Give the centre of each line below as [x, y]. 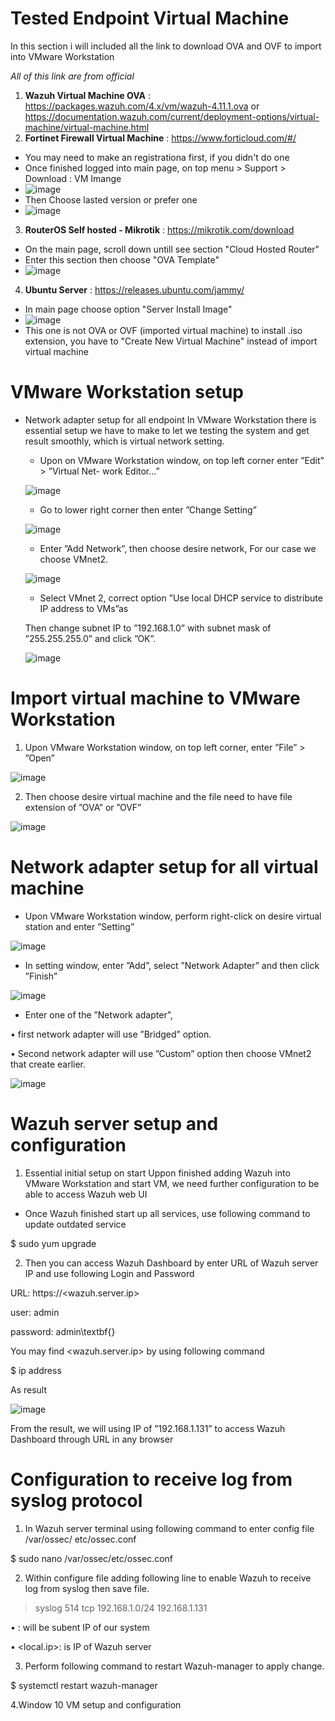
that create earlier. [48, 1064]
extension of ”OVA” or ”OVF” [83, 807]
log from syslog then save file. [87, 1588]
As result [29, 1389]
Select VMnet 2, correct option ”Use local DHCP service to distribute [181, 598]
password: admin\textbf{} [63, 1331]
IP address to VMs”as [84, 608]
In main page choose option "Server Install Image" [128, 309]
